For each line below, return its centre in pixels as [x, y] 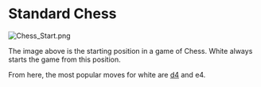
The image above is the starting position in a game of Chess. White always [130, 51]
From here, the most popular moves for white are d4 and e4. [107, 74]
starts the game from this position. [64, 59]
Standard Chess [62, 14]
